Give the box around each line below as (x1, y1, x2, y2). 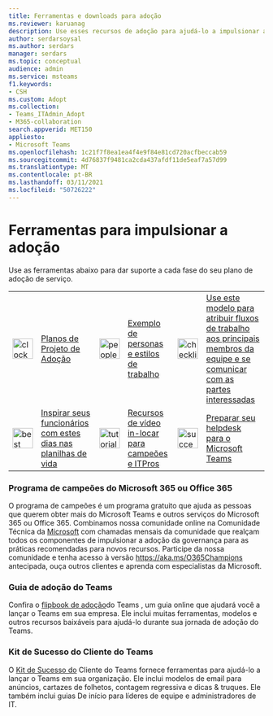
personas (127, 338, 164, 349)
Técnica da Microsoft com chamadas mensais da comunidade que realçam (8, 526, 260, 536)
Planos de (41, 333, 79, 344)
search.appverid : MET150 (8, 125, 93, 133)
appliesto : (8, 133, 45, 141)
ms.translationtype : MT (8, 164, 89, 172)
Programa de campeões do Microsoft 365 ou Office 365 (8, 482, 233, 493)
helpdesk (206, 422, 242, 434)
